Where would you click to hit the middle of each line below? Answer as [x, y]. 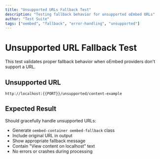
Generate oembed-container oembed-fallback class [63, 130]
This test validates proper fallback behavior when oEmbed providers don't [80, 62]
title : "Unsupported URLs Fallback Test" [48, 10]
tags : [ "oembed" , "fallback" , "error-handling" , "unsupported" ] [72, 23]
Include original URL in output [42, 135]
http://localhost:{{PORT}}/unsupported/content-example [64, 94]
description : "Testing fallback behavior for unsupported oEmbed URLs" [80, 14]
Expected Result [31, 109]
